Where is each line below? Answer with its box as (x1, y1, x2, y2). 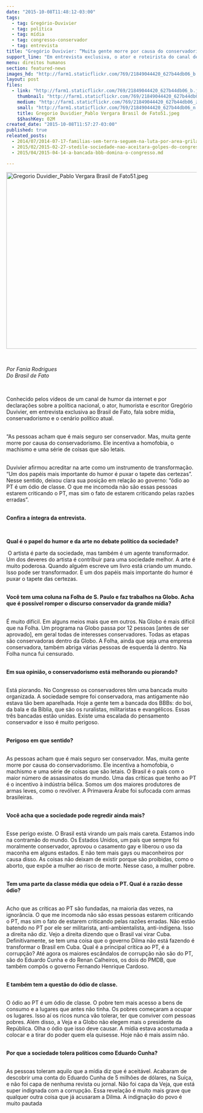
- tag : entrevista (11, 43, 59, 49)
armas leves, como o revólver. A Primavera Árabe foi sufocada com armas (6, 787, 191, 794)
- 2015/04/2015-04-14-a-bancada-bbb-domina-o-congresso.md (11, 150, 164, 156)
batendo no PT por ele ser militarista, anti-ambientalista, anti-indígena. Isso (6, 924, 194, 931)
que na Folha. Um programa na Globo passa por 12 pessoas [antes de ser (6, 624, 189, 632)
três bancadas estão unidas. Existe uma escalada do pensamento (6, 712, 170, 719)
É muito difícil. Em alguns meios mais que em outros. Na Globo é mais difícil (6, 618, 195, 625)
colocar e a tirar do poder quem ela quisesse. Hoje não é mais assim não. (6, 1031, 189, 1039)
